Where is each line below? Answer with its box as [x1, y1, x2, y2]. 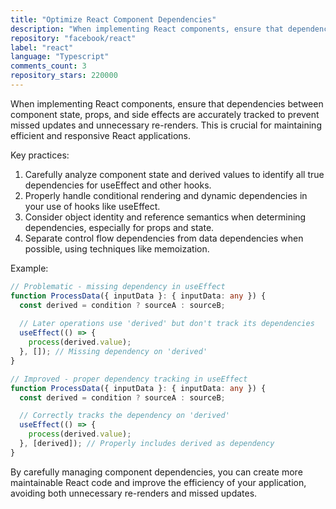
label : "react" [10, 42, 74, 53]
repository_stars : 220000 [10, 71, 118, 81]
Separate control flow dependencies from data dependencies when [24, 232, 304, 244]
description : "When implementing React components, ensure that [10, 24, 284, 34]
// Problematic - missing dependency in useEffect [10, 281, 226, 291]
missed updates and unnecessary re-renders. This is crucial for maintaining [10, 119, 322, 131]
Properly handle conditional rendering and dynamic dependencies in [24, 189, 308, 201]
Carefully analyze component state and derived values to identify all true [24, 168, 325, 180]
